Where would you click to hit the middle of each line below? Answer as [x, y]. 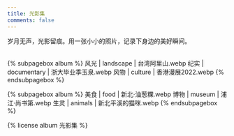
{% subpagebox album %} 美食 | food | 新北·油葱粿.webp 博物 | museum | [113, 94]
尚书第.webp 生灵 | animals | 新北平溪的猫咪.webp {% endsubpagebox [116, 103]
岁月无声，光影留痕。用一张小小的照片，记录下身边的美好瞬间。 [99, 41]
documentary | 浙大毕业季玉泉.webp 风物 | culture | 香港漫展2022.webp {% [116, 72]
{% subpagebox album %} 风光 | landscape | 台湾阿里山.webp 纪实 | [105, 63]
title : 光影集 [26, 14]
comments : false [31, 20]
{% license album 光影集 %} [48, 125]
